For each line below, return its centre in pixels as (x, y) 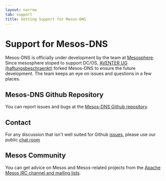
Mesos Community (36, 155)
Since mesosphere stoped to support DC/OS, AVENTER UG (66, 63)
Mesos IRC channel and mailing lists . (43, 172)
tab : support (19, 14)
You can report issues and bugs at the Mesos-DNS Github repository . (77, 107)
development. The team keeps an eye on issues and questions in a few (78, 73)
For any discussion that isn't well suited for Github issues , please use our (80, 134)
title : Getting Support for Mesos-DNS (46, 19)
